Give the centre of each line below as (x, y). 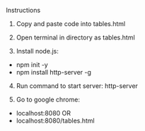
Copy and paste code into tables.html (71, 24)
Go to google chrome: (48, 99)
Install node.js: (37, 51)
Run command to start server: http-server (77, 86)
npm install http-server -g (54, 72)
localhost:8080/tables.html (56, 120)
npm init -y (32, 65)
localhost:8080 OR (43, 113)
